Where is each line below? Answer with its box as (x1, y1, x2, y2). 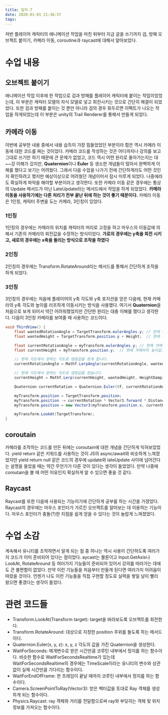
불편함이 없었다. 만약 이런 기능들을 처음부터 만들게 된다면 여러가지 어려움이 (15, 566, 161, 573)
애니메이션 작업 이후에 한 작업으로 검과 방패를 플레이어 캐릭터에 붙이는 (5, 92, 141, 98)
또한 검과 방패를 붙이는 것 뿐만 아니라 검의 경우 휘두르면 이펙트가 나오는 (15, 105, 154, 111)
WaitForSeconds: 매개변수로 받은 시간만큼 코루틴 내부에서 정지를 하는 (12, 648, 149, 654)
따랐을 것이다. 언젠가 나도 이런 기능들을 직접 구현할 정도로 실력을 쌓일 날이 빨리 (5, 573, 158, 579)
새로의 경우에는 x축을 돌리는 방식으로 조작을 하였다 (11, 237, 109, 243)
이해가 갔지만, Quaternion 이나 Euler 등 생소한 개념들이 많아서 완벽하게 (16, 161, 155, 167)
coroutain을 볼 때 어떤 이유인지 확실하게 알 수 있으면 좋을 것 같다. (5, 469, 132, 475)
